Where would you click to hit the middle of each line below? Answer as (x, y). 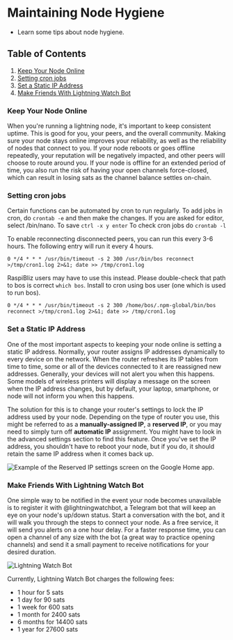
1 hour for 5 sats (40, 592)
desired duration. (32, 552)
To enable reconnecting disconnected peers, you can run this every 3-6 (110, 239)
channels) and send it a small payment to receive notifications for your (108, 544)
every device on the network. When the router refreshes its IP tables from (113, 359)
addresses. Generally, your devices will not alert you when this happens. (111, 374)
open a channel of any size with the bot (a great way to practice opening (111, 537)
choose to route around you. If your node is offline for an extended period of (116, 163)
